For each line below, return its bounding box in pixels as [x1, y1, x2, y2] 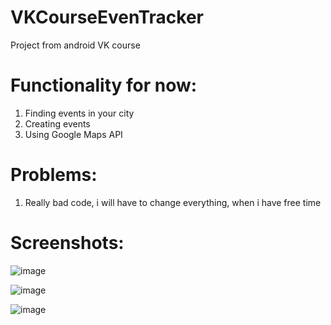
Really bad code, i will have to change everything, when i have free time [24, 196, 322, 208]
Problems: [10, 164, 98, 186]
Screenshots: [10, 232, 125, 254]
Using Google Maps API [24, 128, 123, 140]
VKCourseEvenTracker [10, 6, 204, 29]
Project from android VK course [10, 39, 141, 51]
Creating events [24, 117, 91, 130]
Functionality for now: [10, 74, 198, 97]
